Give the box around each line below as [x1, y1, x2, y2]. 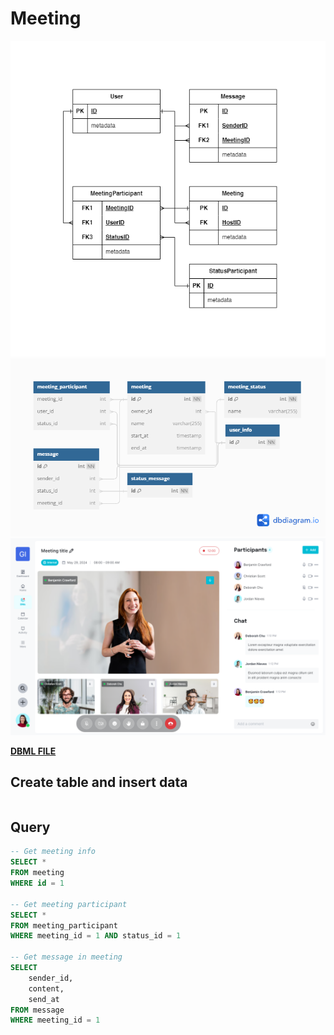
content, [28, 983, 65, 994]
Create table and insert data [10, 774, 188, 791]
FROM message [10, 1005, 65, 1015]
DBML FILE [10, 745, 57, 757]
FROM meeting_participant [10, 920, 118, 931]
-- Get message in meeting [10, 952, 123, 962]
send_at [28, 994, 60, 1004]
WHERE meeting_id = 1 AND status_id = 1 [10, 931, 182, 941]
